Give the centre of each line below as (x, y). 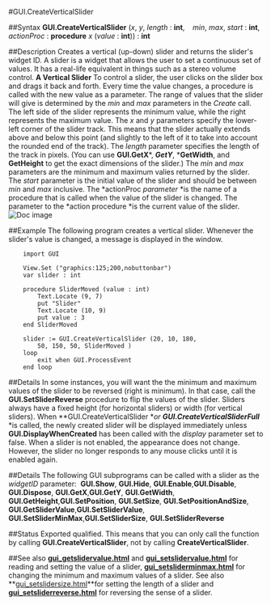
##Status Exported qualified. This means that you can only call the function (134, 534)
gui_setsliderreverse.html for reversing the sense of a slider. (110, 592)
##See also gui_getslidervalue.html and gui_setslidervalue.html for (123, 558)
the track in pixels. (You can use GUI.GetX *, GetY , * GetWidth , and (119, 154)
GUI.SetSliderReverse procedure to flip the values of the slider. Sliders (127, 399)
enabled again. (33, 459)
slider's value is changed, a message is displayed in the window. (116, 239)
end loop (38, 367)
